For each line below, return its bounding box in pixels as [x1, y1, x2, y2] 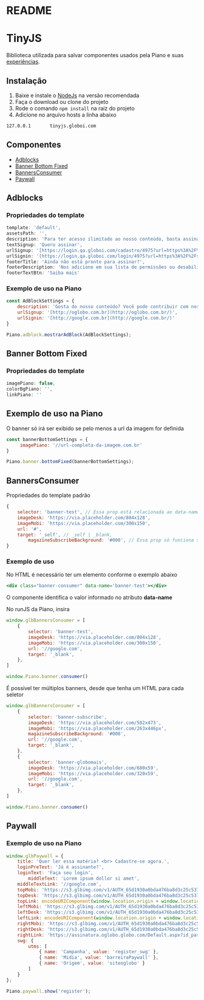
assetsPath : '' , [6, 230, 47, 237]
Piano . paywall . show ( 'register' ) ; [6, 988, 91, 994]
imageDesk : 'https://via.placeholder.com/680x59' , [28, 765, 159, 771]
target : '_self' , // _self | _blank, [17, 532, 113, 538]
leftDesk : [17, 909, 42, 916]
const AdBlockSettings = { [6, 298, 75, 304]
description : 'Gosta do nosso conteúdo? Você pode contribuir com [17, 304, 189, 310]
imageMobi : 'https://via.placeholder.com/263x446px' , [28, 725, 167, 731]
